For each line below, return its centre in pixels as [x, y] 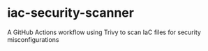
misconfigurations [33, 39]
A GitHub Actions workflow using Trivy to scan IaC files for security [104, 32]
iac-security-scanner [71, 13]
